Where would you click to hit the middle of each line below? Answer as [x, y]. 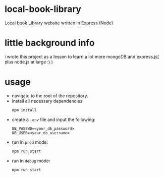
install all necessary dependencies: [48, 101]
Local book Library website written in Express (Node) [59, 23]
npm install [24, 110]
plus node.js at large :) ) [29, 62]
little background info [50, 43]
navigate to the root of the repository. [50, 96]
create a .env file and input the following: [54, 119]
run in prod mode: [30, 142]
